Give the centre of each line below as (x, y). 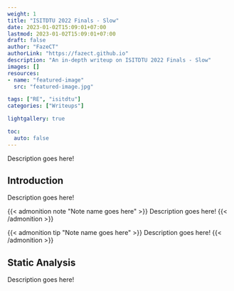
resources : (23, 73)
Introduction (36, 181)
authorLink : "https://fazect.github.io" (68, 54)
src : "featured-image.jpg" (54, 87)
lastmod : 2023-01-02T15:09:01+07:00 (62, 34)
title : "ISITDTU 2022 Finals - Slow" (63, 21)
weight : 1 (22, 14)
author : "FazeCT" (33, 47)
